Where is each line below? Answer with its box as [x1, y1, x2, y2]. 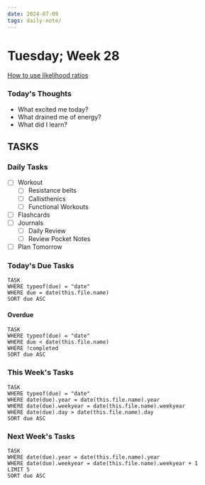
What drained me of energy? [17, 112, 101, 121]
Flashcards [17, 210, 50, 219]
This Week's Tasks [7, 368, 74, 378]
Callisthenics [28, 194, 66, 203]
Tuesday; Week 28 [7, 48, 120, 64]
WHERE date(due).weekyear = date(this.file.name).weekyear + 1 [7, 460, 199, 467]
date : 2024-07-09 [7, 10, 59, 18]
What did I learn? [17, 120, 67, 129]
